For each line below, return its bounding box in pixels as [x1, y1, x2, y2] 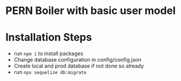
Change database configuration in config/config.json [13, 57, 141, 64]
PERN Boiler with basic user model [5, 4, 176, 17]
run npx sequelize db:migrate [13, 69, 87, 76]
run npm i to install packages [13, 50, 83, 57]
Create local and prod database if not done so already [13, 62, 144, 69]
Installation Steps [5, 31, 92, 44]
